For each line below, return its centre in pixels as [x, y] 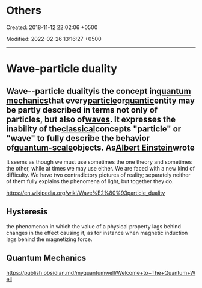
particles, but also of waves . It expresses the [91, 119]
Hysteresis [27, 212]
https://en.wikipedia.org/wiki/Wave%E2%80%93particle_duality [86, 193]
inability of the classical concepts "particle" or [94, 129]
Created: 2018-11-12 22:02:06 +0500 [52, 27]
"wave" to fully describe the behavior [78, 138]
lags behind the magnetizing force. [49, 239]
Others [24, 11]
